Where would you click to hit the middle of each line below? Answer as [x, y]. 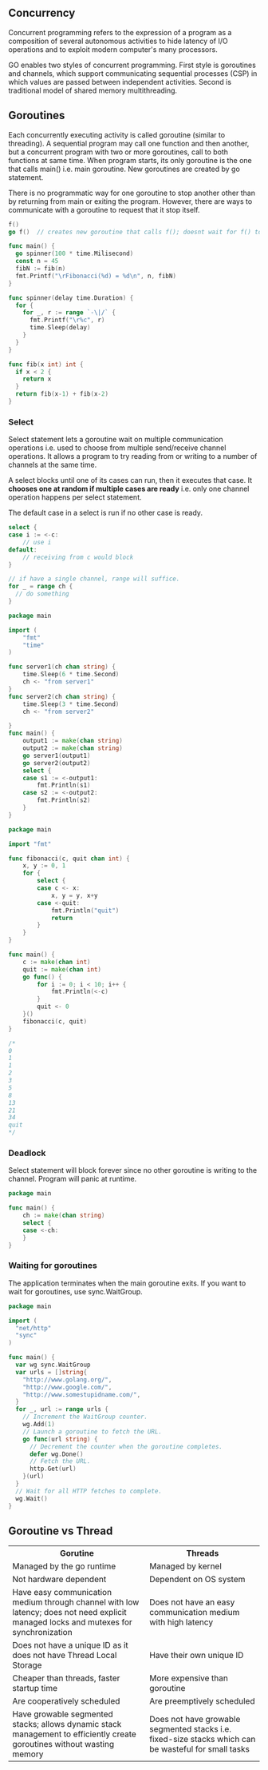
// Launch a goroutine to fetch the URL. [92, 1431]
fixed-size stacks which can [202, 1740]
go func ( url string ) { [60, 1439]
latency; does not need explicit [69, 1613]
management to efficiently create [75, 1734]
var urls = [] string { [51, 1372]
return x [37, 379]
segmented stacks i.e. [190, 1729]
